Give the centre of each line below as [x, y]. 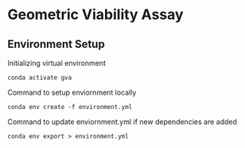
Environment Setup [56, 44]
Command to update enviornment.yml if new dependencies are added [122, 122]
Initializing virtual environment [57, 63]
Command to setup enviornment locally [72, 92]
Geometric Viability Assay [95, 15]
